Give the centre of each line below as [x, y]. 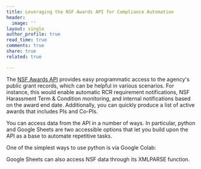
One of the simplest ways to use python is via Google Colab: [81, 147]
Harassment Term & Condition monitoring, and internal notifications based [99, 98]
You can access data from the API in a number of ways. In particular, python [101, 123]
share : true [21, 51]
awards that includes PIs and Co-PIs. [52, 111]
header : [16, 18]
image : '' [24, 23]
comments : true [25, 46]
